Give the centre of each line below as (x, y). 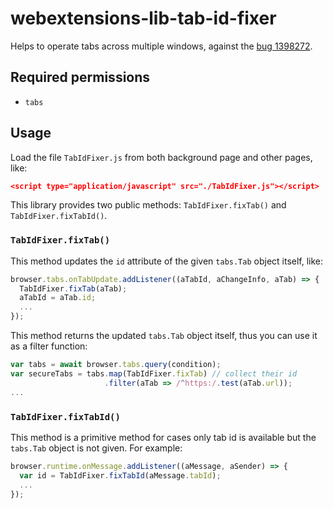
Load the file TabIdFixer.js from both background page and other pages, (161, 157)
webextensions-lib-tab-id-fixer (143, 18)
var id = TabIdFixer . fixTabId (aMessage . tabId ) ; (120, 475)
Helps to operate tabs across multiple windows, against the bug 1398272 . (161, 46)
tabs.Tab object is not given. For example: (96, 448)
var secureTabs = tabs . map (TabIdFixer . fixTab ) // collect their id (154, 373)
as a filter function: (49, 346)
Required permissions (80, 77)
